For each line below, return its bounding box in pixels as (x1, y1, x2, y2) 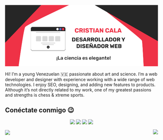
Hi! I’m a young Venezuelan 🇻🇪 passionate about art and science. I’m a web (5, 71, 158, 77)
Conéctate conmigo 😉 (5, 106, 74, 114)
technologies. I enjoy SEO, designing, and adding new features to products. (5, 82, 156, 87)
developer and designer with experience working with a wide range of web (5, 77, 155, 83)
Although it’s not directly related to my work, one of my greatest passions (5, 87, 151, 93)
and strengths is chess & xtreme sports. (5, 92, 85, 98)
